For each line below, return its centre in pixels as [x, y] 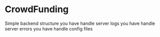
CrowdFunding [37, 9]
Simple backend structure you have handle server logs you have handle [80, 23]
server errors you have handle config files [49, 28]
